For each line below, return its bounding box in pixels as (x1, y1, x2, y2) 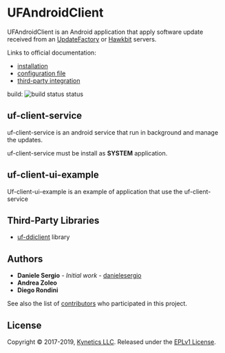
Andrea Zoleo (17, 278, 57, 287)
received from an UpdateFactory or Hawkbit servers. (7, 35, 157, 43)
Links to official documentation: (7, 48, 96, 57)
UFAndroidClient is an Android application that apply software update (7, 28, 204, 36)
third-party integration (17, 76, 81, 84)
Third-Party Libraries (7, 214, 100, 226)
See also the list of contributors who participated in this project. (7, 299, 188, 308)
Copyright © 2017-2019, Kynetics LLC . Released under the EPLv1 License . (7, 338, 217, 346)
